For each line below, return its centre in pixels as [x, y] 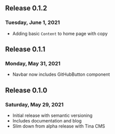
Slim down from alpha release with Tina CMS [59, 126]
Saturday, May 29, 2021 [34, 104]
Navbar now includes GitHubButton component [61, 74]
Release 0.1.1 [25, 49]
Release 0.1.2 [26, 8]
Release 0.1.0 [26, 90]
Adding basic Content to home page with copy [60, 33]
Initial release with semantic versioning [52, 115]
